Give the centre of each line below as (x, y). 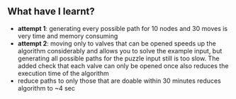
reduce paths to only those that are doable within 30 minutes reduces (119, 81)
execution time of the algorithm (63, 73)
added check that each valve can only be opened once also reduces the (123, 65)
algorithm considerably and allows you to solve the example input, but (120, 51)
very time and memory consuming (68, 36)
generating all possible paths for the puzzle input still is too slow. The (118, 58)
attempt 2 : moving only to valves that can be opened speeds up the (117, 43)
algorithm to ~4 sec (46, 88)
